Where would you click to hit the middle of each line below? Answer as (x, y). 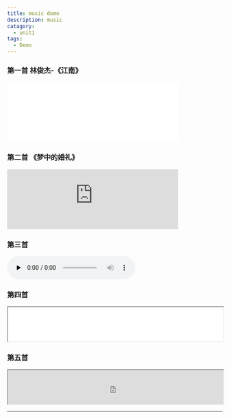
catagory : (21, 26)
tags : (15, 39)
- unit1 (24, 33)
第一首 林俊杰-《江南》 (45, 71)
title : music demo (33, 13)
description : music (35, 20)
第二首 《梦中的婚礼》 (43, 157)
